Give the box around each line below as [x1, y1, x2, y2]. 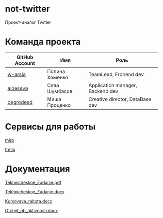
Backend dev [88, 88, 118, 95]
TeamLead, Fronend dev [88, 71, 144, 78]
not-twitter [5, 3, 50, 15]
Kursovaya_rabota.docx [5, 198, 52, 204]
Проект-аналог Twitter [5, 19, 51, 25]
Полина [47, 68, 65, 74]
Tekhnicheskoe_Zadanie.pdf [5, 179, 62, 185]
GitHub [16, 54, 33, 60]
